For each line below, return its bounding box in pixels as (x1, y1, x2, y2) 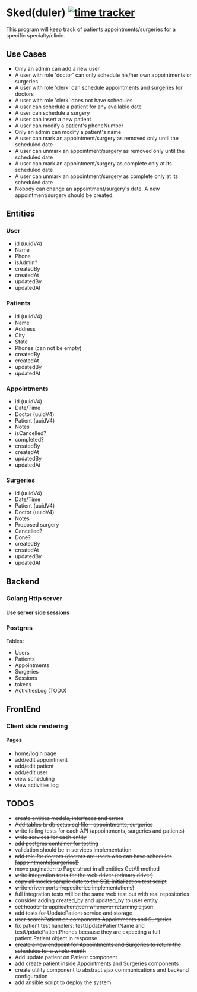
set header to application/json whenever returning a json (14, 903, 154, 910)
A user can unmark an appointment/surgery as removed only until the (14, 147, 185, 154)
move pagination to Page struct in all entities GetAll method (14, 865, 160, 872)
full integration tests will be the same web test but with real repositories (14, 890, 190, 897)
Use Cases (6, 49, 47, 60)
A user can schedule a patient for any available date (14, 103, 142, 110)
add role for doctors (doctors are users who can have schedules (14, 852, 172, 859)
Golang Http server (6, 594, 62, 602)
